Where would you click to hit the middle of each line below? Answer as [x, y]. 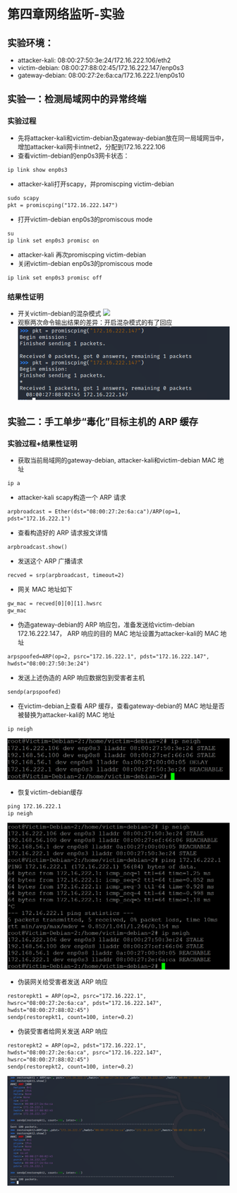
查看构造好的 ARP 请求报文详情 [62, 533]
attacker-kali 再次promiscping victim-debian [82, 255]
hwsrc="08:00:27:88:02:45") [49, 1060]
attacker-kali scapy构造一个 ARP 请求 [72, 497]
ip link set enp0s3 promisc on [53, 240]
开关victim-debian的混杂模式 [59, 313]
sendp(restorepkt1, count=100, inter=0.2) [71, 1018]
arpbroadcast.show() [38, 547]
